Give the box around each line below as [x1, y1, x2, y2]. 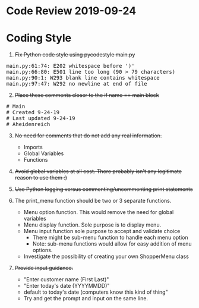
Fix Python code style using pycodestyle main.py [14, 51, 135, 58]
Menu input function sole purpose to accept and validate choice [23, 228, 181, 235]
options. [32, 247, 53, 254]
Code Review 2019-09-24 [6, 4, 137, 18]
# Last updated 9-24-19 [6, 115, 75, 122]
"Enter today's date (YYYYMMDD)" [23, 282, 110, 290]
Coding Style [6, 32, 72, 45]
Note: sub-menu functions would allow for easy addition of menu [32, 240, 192, 247]
